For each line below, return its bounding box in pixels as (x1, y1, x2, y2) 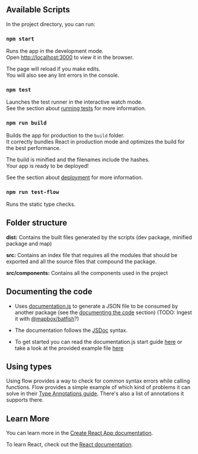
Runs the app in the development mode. (6, 48, 104, 55)
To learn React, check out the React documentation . (6, 441, 133, 448)
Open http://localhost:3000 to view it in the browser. (6, 54, 134, 61)
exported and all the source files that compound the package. (6, 258, 157, 265)
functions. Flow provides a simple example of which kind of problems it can (6, 384, 191, 391)
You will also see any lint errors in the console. (6, 71, 120, 79)
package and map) (6, 240, 52, 247)
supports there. (6, 396, 44, 403)
